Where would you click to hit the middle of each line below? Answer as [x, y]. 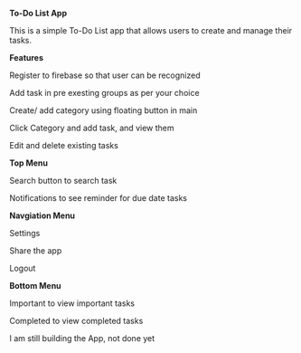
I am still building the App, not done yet [82, 338]
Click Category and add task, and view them [92, 128]
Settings [25, 233]
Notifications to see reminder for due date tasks [99, 198]
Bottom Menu [35, 286]
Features [26, 57]
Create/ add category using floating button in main [103, 110]
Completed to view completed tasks [76, 321]
